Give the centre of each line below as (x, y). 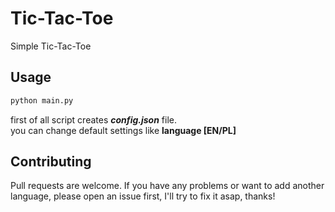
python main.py (42, 100)
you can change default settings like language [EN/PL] (123, 130)
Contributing (51, 162)
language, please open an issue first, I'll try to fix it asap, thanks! (143, 196)
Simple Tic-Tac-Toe (51, 46)
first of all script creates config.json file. (94, 119)
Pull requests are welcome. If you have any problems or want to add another (167, 186)
